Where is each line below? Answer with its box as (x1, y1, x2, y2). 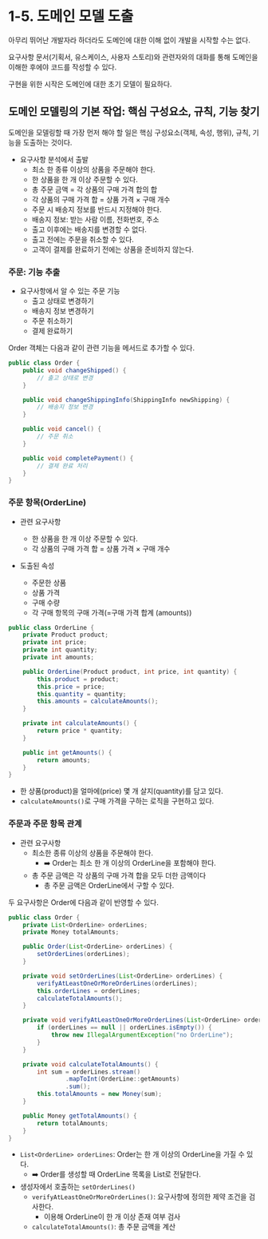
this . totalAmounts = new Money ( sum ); (37, 1090, 162, 1098)
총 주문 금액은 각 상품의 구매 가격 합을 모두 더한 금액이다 (31, 870, 207, 880)
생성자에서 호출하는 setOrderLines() (19, 1182, 136, 1192)
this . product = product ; (37, 675, 120, 683)
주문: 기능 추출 (8, 266, 61, 277)
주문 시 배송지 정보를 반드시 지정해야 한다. (31, 205, 162, 214)
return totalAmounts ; (37, 1119, 109, 1127)
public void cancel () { (22, 425, 102, 433)
